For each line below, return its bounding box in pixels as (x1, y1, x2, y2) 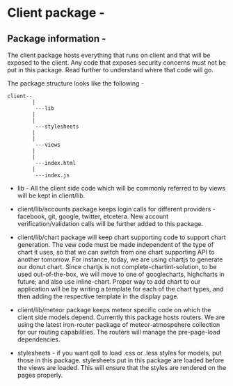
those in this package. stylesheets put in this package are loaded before (17, 356, 225, 364)
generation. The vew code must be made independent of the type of (17, 241, 214, 248)
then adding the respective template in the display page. (17, 292, 179, 300)
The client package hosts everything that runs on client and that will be (7, 51, 211, 59)
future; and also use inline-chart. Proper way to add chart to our (17, 278, 201, 286)
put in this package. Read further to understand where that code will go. (7, 66, 214, 74)
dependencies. (17, 335, 61, 344)
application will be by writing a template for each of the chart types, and (17, 285, 224, 293)
